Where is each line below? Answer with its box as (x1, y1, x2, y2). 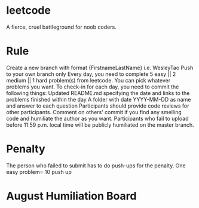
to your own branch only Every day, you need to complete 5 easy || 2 (6, 70, 176, 78)
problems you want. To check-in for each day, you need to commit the (6, 83, 179, 90)
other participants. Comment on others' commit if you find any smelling (6, 108, 182, 115)
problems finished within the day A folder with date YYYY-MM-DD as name (6, 96, 191, 103)
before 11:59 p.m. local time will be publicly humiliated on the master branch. (6, 121, 194, 129)
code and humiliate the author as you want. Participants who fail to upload (6, 115, 189, 122)
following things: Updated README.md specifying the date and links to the (6, 89, 190, 96)
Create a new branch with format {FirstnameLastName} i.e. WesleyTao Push (6, 64, 194, 71)
